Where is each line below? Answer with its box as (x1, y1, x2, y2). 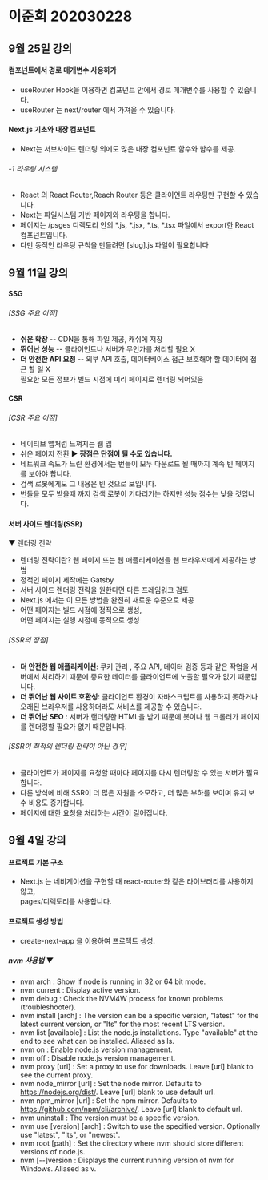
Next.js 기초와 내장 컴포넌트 (8, 125, 96, 135)
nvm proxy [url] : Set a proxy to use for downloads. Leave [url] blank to (19, 1061, 254, 1071)
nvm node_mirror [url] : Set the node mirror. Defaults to (19, 1078, 202, 1088)
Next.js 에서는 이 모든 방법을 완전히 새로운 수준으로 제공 (19, 595, 194, 605)
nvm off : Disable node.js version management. (19, 1053, 176, 1062)
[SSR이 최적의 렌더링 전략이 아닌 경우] (8, 742, 128, 751)
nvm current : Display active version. (19, 985, 141, 994)
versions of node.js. (19, 1146, 86, 1156)
